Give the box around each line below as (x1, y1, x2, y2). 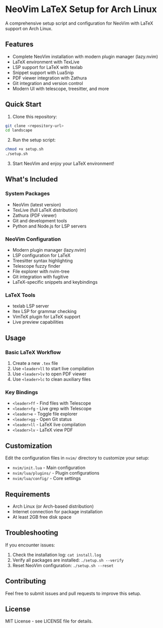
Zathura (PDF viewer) (12, 212, 57, 218)
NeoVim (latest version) (12, 201, 61, 207)
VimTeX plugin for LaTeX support (12, 313, 81, 320)
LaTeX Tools (5, 291, 36, 298)
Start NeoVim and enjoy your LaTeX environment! (12, 161, 114, 167)
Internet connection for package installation (12, 508, 103, 514)
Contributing (5, 577, 46, 586)
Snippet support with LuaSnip (12, 69, 74, 75)
